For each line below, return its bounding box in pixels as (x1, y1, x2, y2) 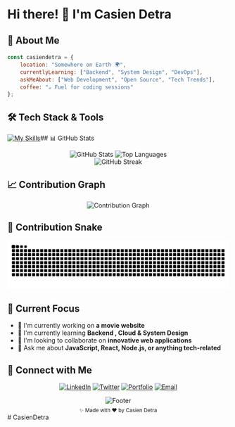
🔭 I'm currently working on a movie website (17, 321, 145, 330)
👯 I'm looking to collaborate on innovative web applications (17, 336, 192, 345)
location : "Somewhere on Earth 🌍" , (20, 61, 127, 68)
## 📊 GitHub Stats (39, 134, 95, 143)
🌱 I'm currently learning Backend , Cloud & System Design (17, 329, 189, 337)
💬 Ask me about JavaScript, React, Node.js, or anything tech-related (17, 344, 222, 352)
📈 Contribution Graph (7, 179, 106, 191)
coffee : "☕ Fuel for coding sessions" (20, 84, 134, 91)
